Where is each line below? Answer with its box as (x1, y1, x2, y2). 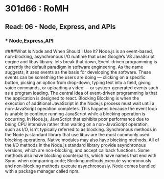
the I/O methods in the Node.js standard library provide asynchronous (5, 142, 146, 148)
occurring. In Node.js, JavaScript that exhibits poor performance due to (5, 116, 149, 122)
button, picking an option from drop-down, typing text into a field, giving (5, 79, 151, 85)
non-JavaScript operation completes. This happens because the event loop (5, 105, 158, 111)
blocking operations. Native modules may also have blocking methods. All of (5, 137, 160, 143)
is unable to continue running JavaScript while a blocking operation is (5, 111, 145, 117)
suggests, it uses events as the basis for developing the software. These (5, 69, 151, 75)
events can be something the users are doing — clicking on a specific (5, 74, 146, 80)
